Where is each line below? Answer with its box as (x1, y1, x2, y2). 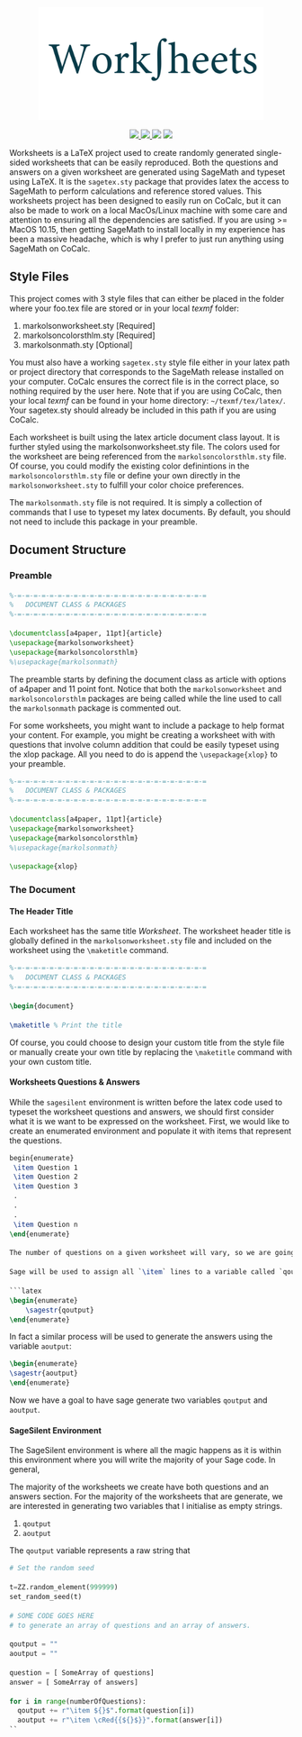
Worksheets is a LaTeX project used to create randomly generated (9, 148, 254, 158)
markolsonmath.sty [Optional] (22, 339, 133, 350)
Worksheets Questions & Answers (9, 1077, 141, 1087)
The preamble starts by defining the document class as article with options (9, 674, 287, 685)
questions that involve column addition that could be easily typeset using (9, 739, 280, 750)
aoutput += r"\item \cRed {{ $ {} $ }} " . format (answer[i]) (17, 1715, 223, 1725)
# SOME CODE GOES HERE (9, 1611, 94, 1620)
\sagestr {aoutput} (9, 1369, 78, 1378)
